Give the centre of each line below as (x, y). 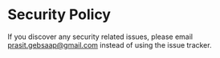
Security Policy (59, 15)
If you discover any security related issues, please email (100, 37)
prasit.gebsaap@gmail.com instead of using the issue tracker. (110, 44)
